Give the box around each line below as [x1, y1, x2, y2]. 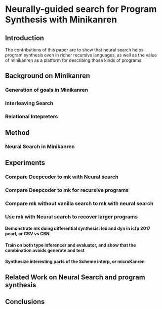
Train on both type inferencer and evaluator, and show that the [5, 242, 136, 248]
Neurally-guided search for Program [5, 3, 157, 15]
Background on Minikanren [5, 72, 90, 80]
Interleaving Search [5, 100, 53, 107]
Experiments [5, 158, 45, 167]
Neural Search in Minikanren [5, 143, 75, 150]
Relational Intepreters [5, 113, 58, 120]
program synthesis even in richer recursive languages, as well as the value [5, 52, 157, 58]
